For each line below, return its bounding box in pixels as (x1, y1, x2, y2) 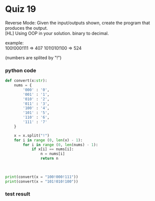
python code (5, 67, 37, 74)
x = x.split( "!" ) (14, 133, 50, 138)
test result (5, 191, 31, 198)
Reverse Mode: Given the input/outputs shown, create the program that (5, 20, 151, 26)
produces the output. (5, 25, 48, 31)
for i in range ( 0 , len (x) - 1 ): (14, 137, 83, 143)
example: (5, 40, 24, 45)
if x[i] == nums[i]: (31, 147, 74, 152)
